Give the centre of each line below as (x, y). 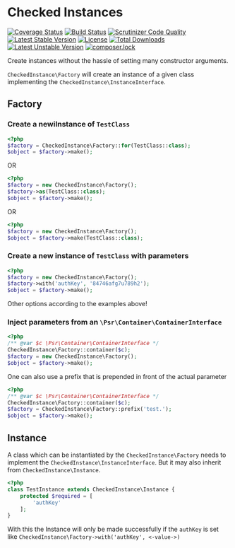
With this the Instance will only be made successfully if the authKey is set (113, 529)
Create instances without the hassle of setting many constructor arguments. (118, 60)
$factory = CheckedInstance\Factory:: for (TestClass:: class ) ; (99, 146)
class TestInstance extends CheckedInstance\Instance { (91, 489)
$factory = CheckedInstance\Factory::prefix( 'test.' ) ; (90, 409)
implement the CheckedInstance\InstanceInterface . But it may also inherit (114, 462)
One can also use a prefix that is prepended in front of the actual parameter (117, 376)
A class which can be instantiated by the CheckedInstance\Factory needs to (117, 455)
